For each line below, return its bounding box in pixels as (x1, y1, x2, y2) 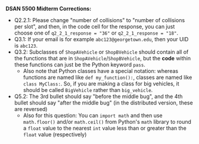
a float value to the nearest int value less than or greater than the (23, 125, 187, 131)
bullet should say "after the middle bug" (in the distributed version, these (14, 99, 193, 106)
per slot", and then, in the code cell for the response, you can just (14, 23, 175, 30)
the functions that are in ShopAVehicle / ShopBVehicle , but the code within (14, 55, 191, 62)
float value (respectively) (23, 131, 87, 138)
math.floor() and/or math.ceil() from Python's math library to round (23, 118, 192, 125)
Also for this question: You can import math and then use (23, 112, 163, 119)
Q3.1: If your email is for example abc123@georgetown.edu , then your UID (14, 36, 189, 42)
